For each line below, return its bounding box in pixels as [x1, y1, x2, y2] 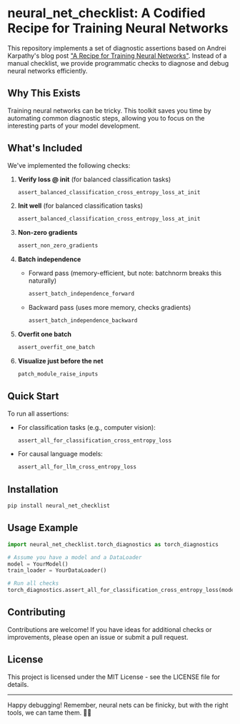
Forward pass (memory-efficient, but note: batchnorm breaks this [28, 269, 222, 278]
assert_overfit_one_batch [17, 343, 95, 351]
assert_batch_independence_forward [28, 291, 134, 298]
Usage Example [7, 522, 79, 534]
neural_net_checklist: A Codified [7, 5, 206, 21]
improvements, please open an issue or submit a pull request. [7, 633, 189, 641]
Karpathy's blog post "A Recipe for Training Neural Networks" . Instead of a [7, 51, 227, 60]
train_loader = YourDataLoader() [7, 567, 107, 574]
